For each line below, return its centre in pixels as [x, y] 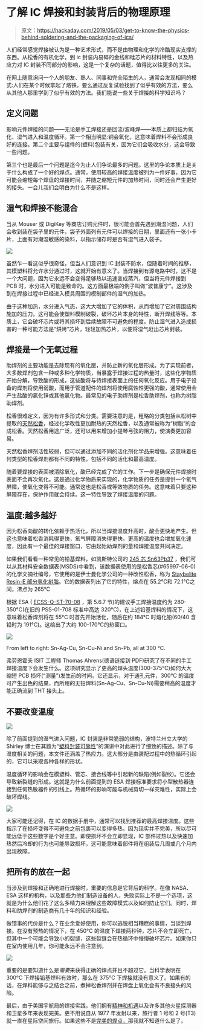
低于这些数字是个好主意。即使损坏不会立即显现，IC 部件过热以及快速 [102, 836]
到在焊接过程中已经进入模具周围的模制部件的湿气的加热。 [78, 293]
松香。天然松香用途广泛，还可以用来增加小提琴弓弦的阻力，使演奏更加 [98, 431]
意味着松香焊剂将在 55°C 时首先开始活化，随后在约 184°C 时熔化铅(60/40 [98, 617]
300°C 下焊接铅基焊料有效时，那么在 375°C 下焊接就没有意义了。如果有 [96, 977]
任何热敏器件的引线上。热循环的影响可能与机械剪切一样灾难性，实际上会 [107, 789]
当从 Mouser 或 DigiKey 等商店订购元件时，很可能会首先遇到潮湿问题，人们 [100, 224]
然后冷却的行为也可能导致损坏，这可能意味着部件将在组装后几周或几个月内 [104, 844]
